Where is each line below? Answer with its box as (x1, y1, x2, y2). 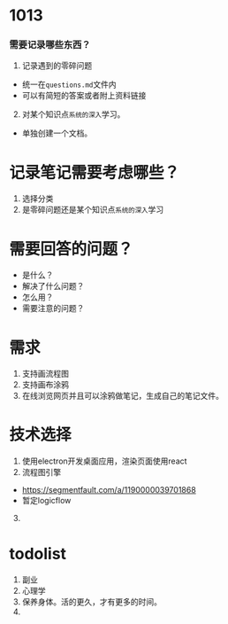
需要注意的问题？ (21, 303, 85, 314)
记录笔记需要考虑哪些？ (9, 162, 180, 183)
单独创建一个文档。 (21, 128, 93, 138)
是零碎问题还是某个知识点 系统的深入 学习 (21, 205, 164, 215)
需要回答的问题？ (9, 238, 134, 259)
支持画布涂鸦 (21, 379, 69, 390)
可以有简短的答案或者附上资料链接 (21, 90, 147, 101)
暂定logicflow (21, 495, 72, 506)
